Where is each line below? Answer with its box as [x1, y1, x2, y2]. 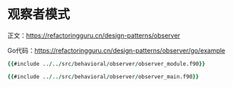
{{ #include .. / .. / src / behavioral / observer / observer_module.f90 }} [7, 60, 205, 67]
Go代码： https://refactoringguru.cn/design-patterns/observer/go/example [7, 46, 226, 54]
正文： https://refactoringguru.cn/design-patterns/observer [7, 31, 180, 40]
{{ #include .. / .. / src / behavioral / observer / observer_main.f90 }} [7, 73, 200, 80]
